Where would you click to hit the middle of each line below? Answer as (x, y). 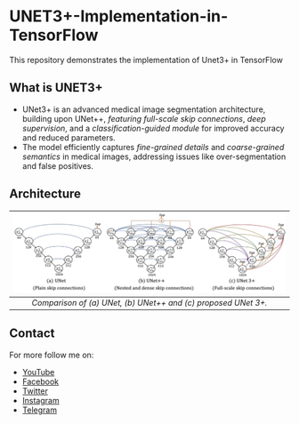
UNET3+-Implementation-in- (119, 16)
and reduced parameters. (69, 137)
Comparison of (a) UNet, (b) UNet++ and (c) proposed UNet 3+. (149, 303)
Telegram (40, 410)
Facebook (40, 381)
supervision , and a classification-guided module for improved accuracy (153, 128)
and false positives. (58, 165)
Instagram (40, 400)
